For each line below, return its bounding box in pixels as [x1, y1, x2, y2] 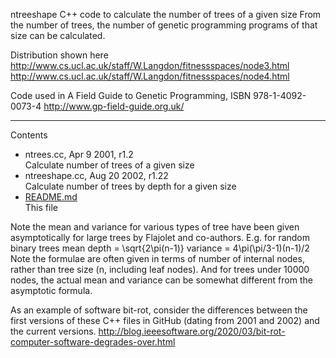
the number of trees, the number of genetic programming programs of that [10, 19, 318, 31]
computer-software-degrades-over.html [10, 336, 176, 348]
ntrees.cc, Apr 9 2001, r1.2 [24, 149, 134, 160]
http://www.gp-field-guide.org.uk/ [43, 100, 185, 112]
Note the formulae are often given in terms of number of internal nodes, [10, 253, 305, 264]
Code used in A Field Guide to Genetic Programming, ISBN [10, 90, 252, 101]
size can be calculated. [10, 30, 106, 41]
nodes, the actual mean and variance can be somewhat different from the [10, 274, 313, 286]
